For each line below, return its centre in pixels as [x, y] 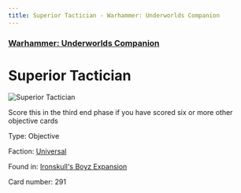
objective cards [33, 121]
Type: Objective [34, 136]
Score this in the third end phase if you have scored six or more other [120, 113]
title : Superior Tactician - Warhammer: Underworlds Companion [114, 15]
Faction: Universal [37, 151]
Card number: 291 [37, 182]
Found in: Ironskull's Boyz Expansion [68, 167]
